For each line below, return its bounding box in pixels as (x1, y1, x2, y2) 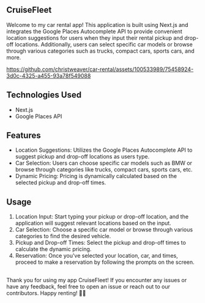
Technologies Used (6, 90, 81, 100)
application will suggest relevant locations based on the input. (15, 220, 171, 227)
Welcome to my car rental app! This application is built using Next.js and (6, 21, 188, 28)
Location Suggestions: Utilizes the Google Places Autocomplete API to (15, 146, 193, 154)
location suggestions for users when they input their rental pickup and (6, 34, 184, 42)
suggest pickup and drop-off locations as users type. (15, 153, 150, 160)
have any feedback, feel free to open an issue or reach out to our (6, 283, 170, 290)
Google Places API (15, 113, 62, 120)
